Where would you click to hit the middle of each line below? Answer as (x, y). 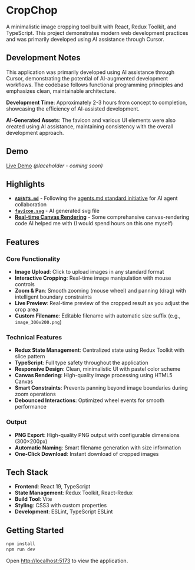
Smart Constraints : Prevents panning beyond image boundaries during (101, 388)
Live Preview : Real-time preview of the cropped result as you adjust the (102, 303)
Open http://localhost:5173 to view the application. (67, 561)
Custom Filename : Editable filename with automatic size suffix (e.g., (97, 316)
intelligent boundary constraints (53, 297)
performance (31, 407)
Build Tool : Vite (33, 499)
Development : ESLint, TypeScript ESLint (64, 511)
